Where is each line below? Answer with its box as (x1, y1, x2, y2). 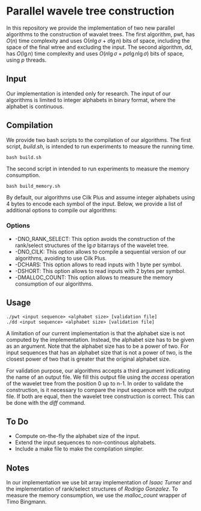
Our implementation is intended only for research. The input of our (6, 89, 171, 97)
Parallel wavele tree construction (6, 4, 175, 18)
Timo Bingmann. (6, 498, 47, 506)
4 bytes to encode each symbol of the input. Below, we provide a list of (6, 200, 182, 207)
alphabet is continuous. (6, 103, 64, 110)
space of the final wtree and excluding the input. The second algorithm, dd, (6, 43, 193, 51)
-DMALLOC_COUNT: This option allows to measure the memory (14, 274, 173, 281)
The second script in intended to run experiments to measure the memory (6, 165, 190, 172)
